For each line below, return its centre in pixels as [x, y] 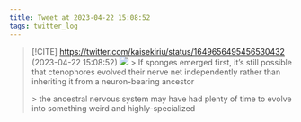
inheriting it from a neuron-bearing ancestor [113, 81]
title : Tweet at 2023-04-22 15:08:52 [80, 17]
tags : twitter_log [44, 26]
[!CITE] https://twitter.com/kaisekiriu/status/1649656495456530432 [158, 51]
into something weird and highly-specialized [113, 108]
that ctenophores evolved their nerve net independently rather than [156, 72]
